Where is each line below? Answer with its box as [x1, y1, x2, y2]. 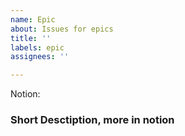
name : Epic [10, 14, 56, 25]
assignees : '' [10, 52, 70, 62]
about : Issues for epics [10, 24, 114, 34]
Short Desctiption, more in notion [10, 113, 175, 127]
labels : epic [10, 42, 65, 53]
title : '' [10, 33, 52, 43]
